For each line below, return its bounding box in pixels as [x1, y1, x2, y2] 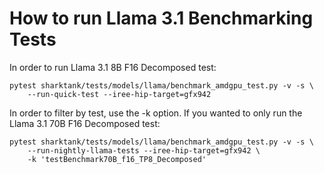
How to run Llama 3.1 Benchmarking [9, 7, 314, 30]
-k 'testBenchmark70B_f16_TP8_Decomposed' [27, 154, 207, 164]
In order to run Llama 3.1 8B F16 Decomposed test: [9, 61, 217, 73]
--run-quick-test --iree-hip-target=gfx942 [27, 89, 212, 99]
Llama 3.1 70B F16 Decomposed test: [9, 117, 161, 129]
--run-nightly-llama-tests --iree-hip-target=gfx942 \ [27, 145, 261, 156]
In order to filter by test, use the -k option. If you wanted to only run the [9, 107, 303, 119]
